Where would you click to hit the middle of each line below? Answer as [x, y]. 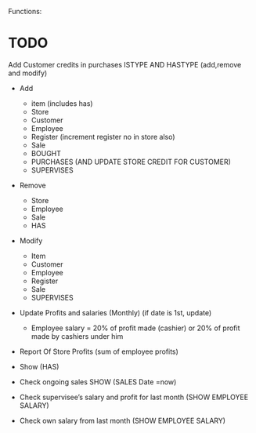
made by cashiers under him [77, 336]
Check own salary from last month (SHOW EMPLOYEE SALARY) [122, 420]
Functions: [25, 11]
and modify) [28, 73]
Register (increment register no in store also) [103, 136]
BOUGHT [46, 153]
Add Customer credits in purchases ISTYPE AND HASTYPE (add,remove [125, 64]
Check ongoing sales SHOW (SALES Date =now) [98, 382]
